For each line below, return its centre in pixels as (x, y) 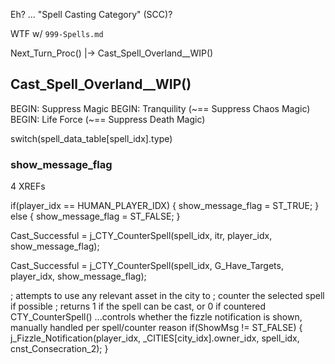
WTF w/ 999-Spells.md (57, 33)
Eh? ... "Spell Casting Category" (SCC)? (91, 14)
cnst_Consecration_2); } (59, 349)
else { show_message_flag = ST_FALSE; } (95, 216)
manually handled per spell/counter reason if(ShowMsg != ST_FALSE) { (156, 328)
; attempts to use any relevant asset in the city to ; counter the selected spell (167, 296)
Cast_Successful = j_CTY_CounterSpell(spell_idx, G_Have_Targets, (147, 266)
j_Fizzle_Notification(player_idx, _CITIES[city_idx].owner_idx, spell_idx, (155, 338)
